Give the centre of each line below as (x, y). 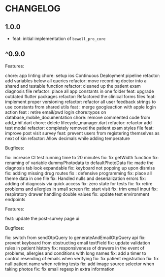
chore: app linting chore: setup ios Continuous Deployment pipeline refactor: (83, 75)
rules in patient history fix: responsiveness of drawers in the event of (75, 248)
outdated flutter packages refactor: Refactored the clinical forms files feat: (81, 96)
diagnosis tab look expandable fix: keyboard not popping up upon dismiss (80, 168)
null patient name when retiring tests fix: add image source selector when (80, 264)
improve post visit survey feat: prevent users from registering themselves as (82, 133)
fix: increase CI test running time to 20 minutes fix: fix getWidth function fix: (82, 157)
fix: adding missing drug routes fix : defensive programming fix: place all (79, 173)
